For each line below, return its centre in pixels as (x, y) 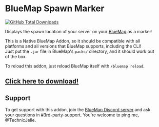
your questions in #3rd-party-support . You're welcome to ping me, (72, 115)
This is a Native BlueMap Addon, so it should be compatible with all (73, 41)
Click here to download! (42, 81)
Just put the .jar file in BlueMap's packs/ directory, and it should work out (80, 51)
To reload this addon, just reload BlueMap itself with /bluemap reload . (75, 66)
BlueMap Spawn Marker (55, 9)
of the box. (16, 56)
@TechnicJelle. (20, 120)
